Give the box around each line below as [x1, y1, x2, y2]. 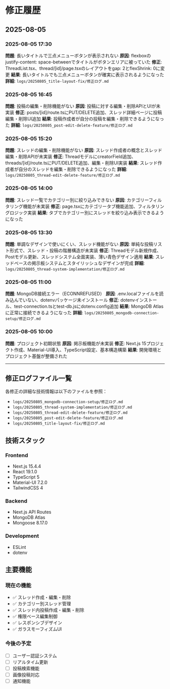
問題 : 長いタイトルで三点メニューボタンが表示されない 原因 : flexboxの [5, 52, 151, 58]
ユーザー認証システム [12, 652, 57, 659]
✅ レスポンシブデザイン [12, 620, 62, 626]
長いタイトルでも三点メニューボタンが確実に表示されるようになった [22, 72, 164, 78]
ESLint [12, 544, 26, 550]
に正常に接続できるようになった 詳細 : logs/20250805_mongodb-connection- [5, 310, 159, 316]
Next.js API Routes [12, 509, 52, 515]
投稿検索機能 [12, 665, 39, 671]
